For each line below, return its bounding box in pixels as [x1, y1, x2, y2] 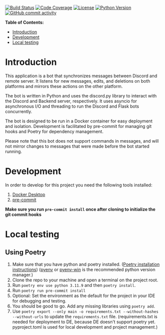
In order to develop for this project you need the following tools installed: [5, 182, 153, 188]
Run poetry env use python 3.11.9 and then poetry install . [12, 282, 136, 288]
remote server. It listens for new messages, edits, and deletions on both [5, 78, 150, 84]
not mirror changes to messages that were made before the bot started [5, 143, 149, 149]
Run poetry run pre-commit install [12, 287, 86, 293]
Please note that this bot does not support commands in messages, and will [5, 138, 159, 144]
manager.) [12, 272, 33, 277]
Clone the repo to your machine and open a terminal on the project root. [12, 277, 159, 283]
